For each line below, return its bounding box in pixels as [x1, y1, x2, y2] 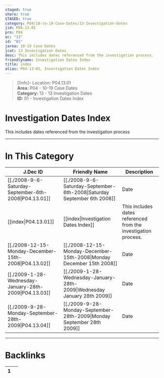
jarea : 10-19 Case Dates [5, 44, 56, 49]
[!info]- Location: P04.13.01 [17, 80, 71, 86]
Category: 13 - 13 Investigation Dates [17, 90, 92, 96]
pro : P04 [5, 30, 23, 35]
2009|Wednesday [63, 286, 105, 293]
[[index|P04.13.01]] [7, 218, 55, 225]
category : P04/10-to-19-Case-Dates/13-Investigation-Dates [5, 21, 128, 26]
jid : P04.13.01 [5, 25, 36, 30]
